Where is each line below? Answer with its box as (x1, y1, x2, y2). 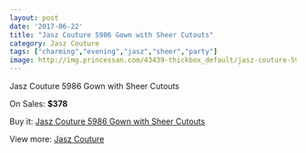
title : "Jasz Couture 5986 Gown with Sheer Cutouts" (9, 30, 214, 39)
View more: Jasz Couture (9, 134, 105, 144)
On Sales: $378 (9, 98, 68, 109)
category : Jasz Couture (9, 38, 100, 48)
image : (9, 56, 35, 65)
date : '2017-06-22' (9, 22, 84, 31)
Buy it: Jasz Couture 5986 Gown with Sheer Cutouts (9, 116, 206, 127)
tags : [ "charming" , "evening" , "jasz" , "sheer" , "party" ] (9, 47, 219, 56)
